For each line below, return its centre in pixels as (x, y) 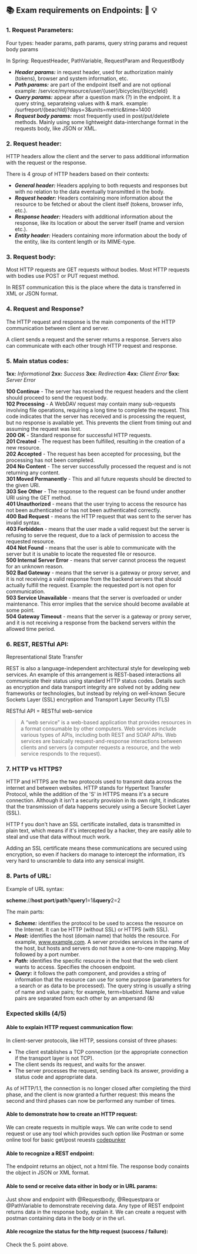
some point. (21, 610)
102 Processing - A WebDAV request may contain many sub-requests (91, 404)
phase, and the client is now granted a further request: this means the (91, 1095)
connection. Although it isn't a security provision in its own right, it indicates (98, 800)
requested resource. (31, 541)
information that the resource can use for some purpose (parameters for (102, 979)
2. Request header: (34, 144)
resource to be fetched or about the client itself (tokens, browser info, (99, 204)
